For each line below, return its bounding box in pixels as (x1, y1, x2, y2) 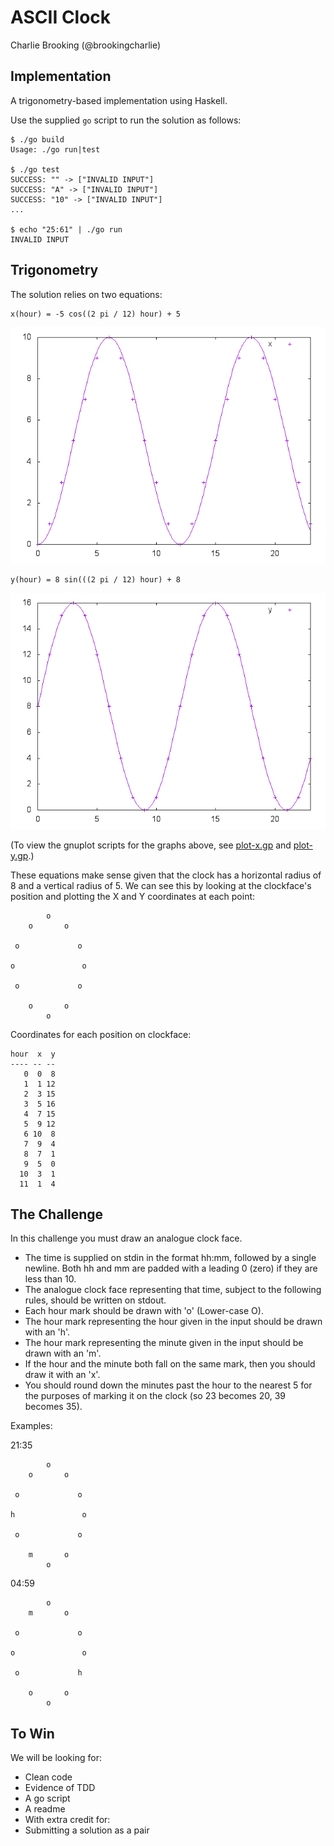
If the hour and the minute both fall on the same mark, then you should (24, 1358, 316, 1370)
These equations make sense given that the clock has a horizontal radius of (10, 869, 322, 881)
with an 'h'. (24, 1326, 71, 1338)
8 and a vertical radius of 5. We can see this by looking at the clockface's (10, 879, 312, 891)
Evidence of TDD (24, 1782, 96, 1794)
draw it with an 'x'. (24, 1369, 101, 1381)
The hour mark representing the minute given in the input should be (24, 1337, 304, 1349)
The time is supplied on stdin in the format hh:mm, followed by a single (24, 1252, 317, 1264)
